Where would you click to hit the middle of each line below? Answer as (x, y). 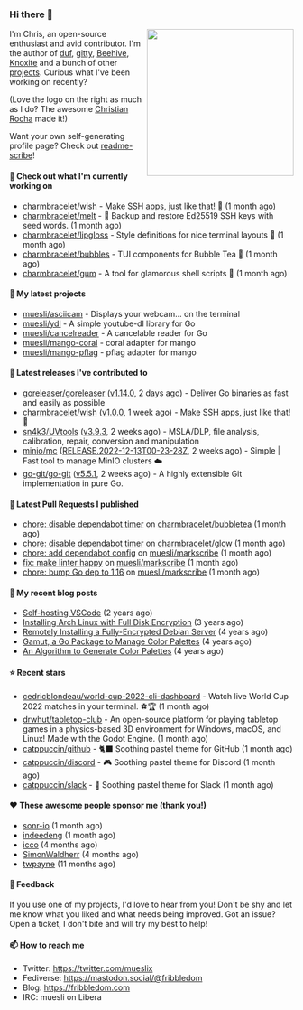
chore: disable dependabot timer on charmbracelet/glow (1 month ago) (154, 543)
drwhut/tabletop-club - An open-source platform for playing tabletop (150, 719)
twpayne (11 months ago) (69, 864)
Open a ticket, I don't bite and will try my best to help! (109, 923)
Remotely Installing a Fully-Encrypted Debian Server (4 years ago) (145, 632)
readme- (117, 146)
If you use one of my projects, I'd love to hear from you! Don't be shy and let (151, 904)
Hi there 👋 (32, 14)
